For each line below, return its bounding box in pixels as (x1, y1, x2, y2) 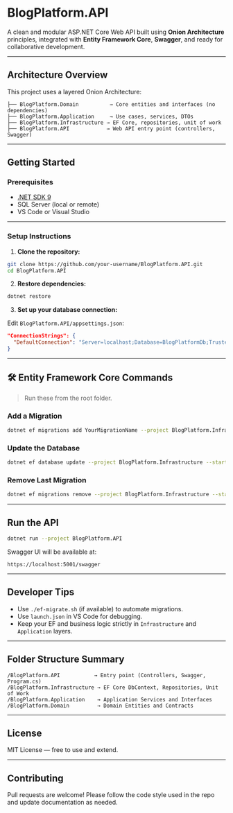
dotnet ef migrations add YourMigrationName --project (7, 427, 169, 434)
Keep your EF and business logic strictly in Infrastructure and (17, 619, 196, 628)
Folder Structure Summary (7, 654, 125, 665)
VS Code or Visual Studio (17, 208, 90, 216)
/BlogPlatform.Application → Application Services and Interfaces (7, 696, 213, 703)
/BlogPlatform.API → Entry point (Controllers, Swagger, (7, 672, 207, 679)
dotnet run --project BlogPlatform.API (7, 535, 123, 542)
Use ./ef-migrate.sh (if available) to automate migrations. (17, 604, 184, 613)
